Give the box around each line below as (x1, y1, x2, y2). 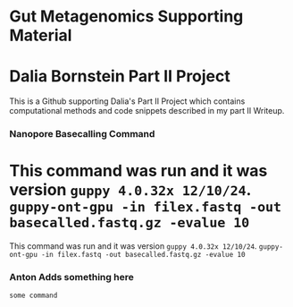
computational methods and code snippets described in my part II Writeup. (9, 106, 285, 116)
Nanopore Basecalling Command (9, 128, 155, 141)
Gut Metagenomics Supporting (9, 6, 244, 27)
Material (9, 25, 72, 46)
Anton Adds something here (9, 270, 134, 283)
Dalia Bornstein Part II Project (9, 66, 230, 87)
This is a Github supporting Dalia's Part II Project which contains (9, 96, 246, 107)
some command (9, 291, 58, 301)
